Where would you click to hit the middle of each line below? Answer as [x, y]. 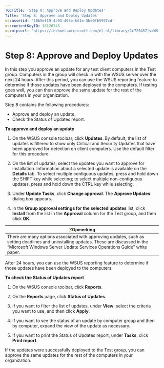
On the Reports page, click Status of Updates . [59, 297]
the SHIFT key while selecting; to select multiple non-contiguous [77, 179]
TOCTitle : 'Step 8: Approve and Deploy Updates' [55, 10]
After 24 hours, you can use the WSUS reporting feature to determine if [77, 263]
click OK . [21, 219]
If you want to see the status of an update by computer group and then [83, 321]
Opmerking [83, 229]
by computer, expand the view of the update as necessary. [71, 326]
